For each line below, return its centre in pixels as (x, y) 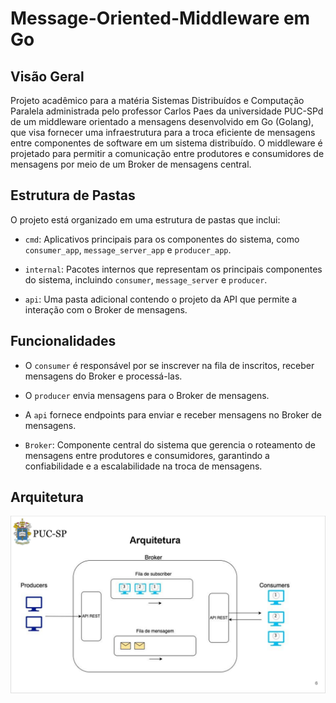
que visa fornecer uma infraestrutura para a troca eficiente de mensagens (163, 132)
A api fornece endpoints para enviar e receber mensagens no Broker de (173, 414)
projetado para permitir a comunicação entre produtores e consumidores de (167, 153)
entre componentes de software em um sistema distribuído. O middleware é (166, 143)
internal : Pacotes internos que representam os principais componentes (173, 269)
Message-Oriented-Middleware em (160, 18)
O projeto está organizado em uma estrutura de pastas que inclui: (145, 219)
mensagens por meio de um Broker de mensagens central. (131, 164)
